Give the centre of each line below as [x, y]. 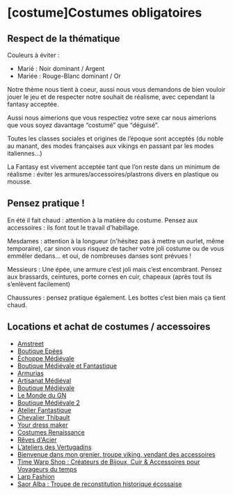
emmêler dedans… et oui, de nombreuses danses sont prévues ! [99, 256]
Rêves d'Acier [37, 439]
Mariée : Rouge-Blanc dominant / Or [69, 76]
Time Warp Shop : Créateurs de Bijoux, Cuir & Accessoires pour [109, 462]
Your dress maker [42, 425]
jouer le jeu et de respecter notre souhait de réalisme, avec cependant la [111, 97]
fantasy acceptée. [33, 104]
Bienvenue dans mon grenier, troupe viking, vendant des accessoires [116, 454]
